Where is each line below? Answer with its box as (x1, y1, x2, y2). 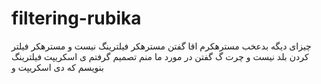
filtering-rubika (11, 7, 142, 30)
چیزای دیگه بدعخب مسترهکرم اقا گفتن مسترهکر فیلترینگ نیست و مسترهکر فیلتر (11, 40, 312, 52)
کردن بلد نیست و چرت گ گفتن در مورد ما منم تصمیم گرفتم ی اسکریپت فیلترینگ (11, 50, 309, 62)
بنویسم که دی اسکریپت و (11, 61, 104, 73)
